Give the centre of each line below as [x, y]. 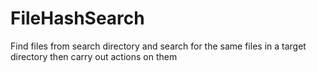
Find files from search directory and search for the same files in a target [158, 46]
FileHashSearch [77, 18]
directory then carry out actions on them [94, 56]
